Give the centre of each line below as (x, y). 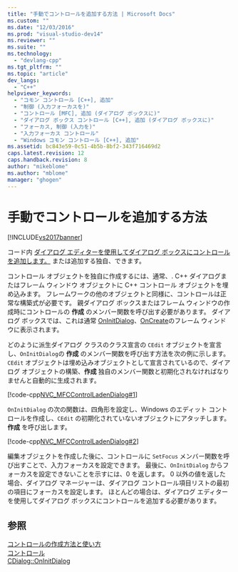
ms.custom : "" (29, 21)
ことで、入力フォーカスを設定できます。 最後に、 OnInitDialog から (124, 465)
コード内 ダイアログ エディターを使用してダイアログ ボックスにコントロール (119, 252)
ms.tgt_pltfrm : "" (35, 67)
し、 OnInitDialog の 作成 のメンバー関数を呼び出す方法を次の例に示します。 (119, 354)
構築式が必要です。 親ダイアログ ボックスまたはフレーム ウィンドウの (122, 303)
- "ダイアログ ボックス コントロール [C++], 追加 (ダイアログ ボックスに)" (114, 120)
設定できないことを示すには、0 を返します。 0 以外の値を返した (132, 474)
